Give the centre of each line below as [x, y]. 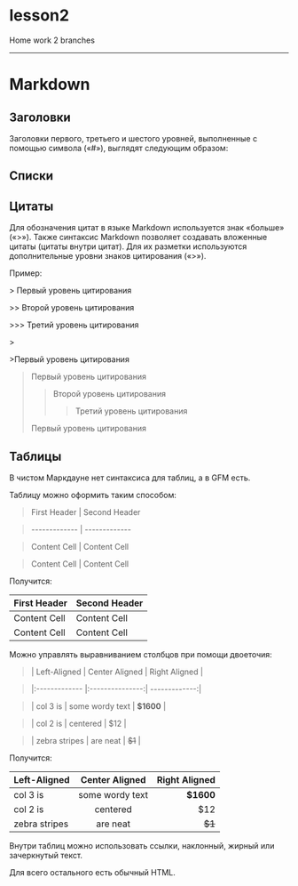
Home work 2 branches [52, 40]
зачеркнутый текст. [46, 855]
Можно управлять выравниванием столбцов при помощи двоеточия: [141, 654]
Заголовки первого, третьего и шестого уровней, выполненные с [133, 138]
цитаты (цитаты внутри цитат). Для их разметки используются [128, 246]
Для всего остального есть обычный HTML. [92, 872]
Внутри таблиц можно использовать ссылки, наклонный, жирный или [142, 845]
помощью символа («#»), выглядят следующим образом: [119, 148]
